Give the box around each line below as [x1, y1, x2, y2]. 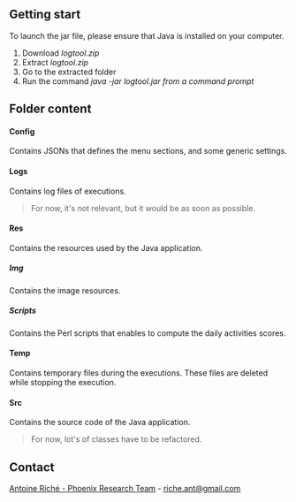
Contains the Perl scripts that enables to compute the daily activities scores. [9, 327, 286, 338]
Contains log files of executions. [9, 186, 126, 196]
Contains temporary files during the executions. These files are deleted [9, 367, 269, 378]
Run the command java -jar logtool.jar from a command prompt [21, 75, 254, 87]
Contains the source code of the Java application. [9, 417, 191, 428]
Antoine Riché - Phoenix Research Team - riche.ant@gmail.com [9, 483, 241, 493]
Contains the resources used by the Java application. [9, 242, 203, 253]
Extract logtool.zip [21, 57, 89, 67]
